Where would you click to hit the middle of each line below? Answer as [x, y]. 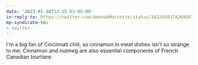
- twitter [18, 28]
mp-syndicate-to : [27, 22]
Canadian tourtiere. [29, 57]
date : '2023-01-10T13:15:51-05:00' [50, 11]
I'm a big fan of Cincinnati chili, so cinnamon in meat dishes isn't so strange [98, 45]
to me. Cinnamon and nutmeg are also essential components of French [92, 51]
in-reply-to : [22, 17]
